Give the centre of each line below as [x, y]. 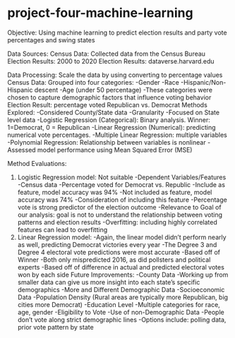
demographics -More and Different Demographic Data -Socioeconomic [121, 289]
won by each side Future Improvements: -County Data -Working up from [123, 274]
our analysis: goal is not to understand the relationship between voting [120, 215]
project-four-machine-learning [100, 13]
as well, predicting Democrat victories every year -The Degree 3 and [117, 244]
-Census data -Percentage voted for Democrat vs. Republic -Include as [121, 184]
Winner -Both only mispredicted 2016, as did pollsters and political [114, 260]
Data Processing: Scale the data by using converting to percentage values [115, 75]
